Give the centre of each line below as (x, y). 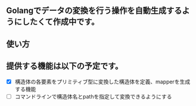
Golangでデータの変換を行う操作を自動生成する (94, 11)
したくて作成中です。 (60, 22)
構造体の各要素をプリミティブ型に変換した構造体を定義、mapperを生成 (102, 82)
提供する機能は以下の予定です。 (65, 66)
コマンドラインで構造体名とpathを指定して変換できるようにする (93, 96)
